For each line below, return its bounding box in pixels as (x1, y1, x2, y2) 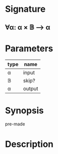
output (23, 85, 39, 92)
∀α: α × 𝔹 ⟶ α (5, 23, 50, 32)
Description (5, 138, 54, 150)
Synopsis (5, 105, 44, 116)
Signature (5, 3, 46, 15)
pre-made (5, 121, 25, 127)
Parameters (5, 43, 54, 54)
